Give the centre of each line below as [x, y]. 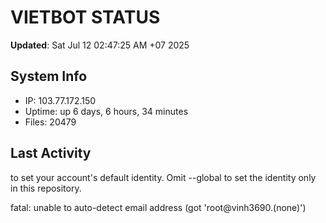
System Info [49, 76]
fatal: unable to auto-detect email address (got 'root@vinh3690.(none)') [158, 207]
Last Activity [51, 153]
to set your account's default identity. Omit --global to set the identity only [163, 177]
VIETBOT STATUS [85, 17]
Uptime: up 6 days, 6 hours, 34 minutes [106, 111]
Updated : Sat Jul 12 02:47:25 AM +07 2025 [100, 45]
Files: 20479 [50, 122]
